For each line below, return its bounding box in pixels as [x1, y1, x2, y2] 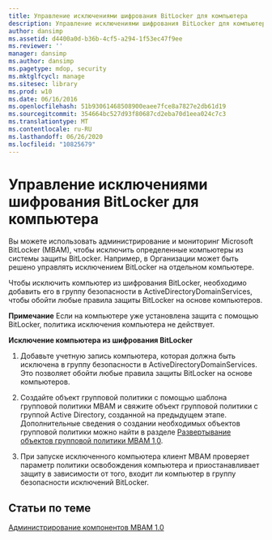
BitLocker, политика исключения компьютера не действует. [8, 320, 215, 330]
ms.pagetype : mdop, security [8, 65, 107, 73]
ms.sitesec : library [8, 80, 79, 88]
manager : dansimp [8, 50, 67, 58]
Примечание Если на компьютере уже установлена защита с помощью [8, 311, 259, 321]
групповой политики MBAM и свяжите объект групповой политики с [19, 401, 258, 411]
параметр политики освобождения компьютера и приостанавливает [19, 460, 260, 470]
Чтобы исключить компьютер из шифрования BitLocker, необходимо [8, 278, 247, 288]
